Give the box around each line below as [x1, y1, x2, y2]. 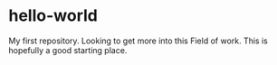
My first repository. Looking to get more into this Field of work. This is [8, 35, 268, 46]
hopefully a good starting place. [8, 44, 128, 55]
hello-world [8, 5, 99, 26]
